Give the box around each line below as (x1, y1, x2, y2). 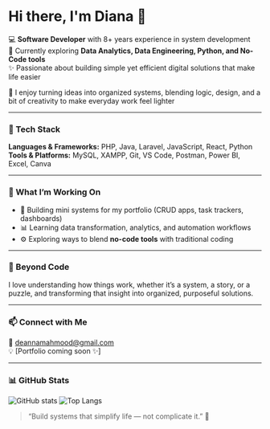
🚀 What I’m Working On (8, 186, 101, 198)
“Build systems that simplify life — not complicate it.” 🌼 (27, 411, 210, 421)
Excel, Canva (8, 159, 52, 169)
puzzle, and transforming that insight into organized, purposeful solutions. (8, 288, 254, 298)
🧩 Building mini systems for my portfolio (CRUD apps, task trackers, (19, 205, 243, 214)
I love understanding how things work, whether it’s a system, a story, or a (8, 280, 251, 289)
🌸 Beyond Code (8, 261, 70, 272)
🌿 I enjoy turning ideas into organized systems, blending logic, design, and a (8, 88, 261, 97)
